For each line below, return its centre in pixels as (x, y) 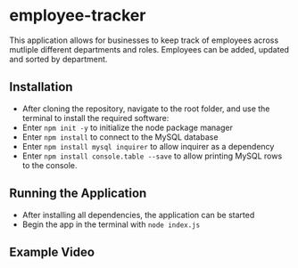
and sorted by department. (58, 59)
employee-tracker (78, 16)
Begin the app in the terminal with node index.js (111, 224)
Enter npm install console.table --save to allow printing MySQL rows (152, 156)
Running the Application (78, 194)
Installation (41, 87)
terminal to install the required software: (95, 118)
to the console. (50, 165)
